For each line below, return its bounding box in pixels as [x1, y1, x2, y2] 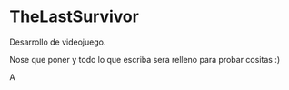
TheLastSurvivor [9, 6, 139, 27]
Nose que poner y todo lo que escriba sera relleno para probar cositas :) [9, 54, 281, 65]
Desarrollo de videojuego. [9, 36, 106, 47]
